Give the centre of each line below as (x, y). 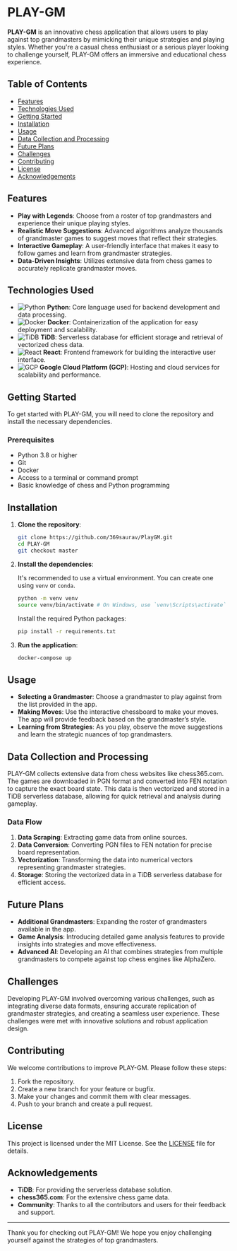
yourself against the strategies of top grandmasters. (83, 1240)
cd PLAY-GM (34, 544)
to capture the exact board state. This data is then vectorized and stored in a (119, 789)
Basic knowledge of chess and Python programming (94, 486)
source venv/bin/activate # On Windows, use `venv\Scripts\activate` (122, 605)
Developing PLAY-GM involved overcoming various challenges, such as (111, 998)
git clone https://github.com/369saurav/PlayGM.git (95, 538)
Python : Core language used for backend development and (133, 307)
